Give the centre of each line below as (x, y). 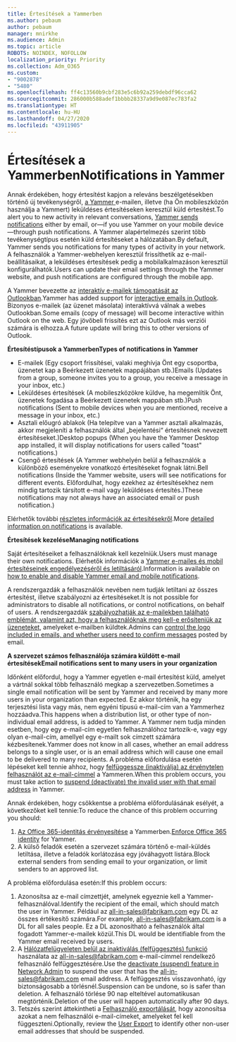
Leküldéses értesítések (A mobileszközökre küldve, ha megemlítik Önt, (120, 393)
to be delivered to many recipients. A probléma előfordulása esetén (105, 759)
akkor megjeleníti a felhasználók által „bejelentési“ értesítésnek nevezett (122, 430)
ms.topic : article (34, 47)
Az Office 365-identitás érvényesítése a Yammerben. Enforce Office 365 (122, 832)
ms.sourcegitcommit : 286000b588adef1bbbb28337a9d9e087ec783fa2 (102, 99)
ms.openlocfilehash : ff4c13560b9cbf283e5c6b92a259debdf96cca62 (102, 92)
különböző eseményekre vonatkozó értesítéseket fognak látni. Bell (113, 468)
